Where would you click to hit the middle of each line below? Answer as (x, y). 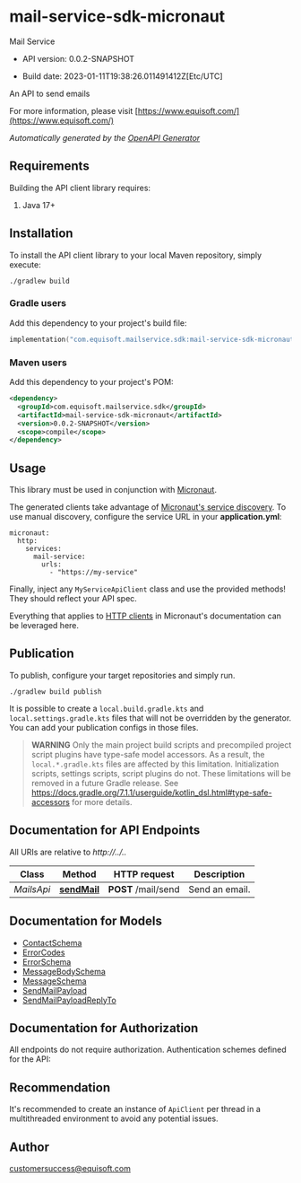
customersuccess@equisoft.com (70, 1168)
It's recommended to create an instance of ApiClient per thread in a (135, 1109)
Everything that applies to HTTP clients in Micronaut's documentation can (146, 616)
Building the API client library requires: (80, 188)
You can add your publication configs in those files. (104, 727)
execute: (26, 264)
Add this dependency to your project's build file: (98, 323)
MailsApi (32, 889)
